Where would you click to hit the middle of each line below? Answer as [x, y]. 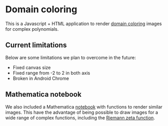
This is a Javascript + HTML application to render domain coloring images [83, 24]
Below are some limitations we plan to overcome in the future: [71, 57]
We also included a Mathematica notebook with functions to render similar [84, 107]
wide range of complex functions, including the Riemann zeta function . [80, 118]
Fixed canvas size [32, 67]
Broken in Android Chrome [41, 78]
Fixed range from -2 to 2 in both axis [51, 73]
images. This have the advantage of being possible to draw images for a [82, 112]
